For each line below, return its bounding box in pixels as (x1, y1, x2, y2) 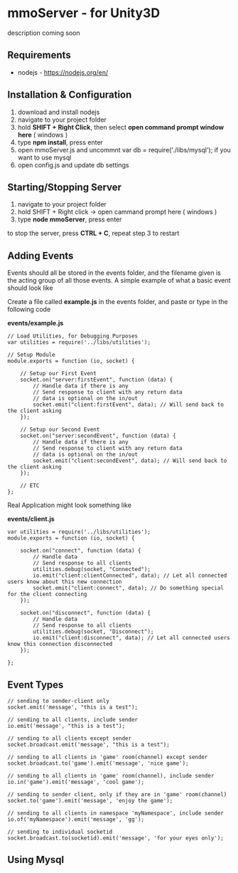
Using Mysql (7, 854, 65, 866)
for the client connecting (7, 591, 87, 598)
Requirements (7, 49, 71, 61)
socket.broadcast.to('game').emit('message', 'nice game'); (7, 760, 190, 767)
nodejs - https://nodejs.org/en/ (17, 68, 109, 76)
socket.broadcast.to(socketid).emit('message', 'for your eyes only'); (7, 835, 224, 842)
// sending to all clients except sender (7, 735, 132, 742)
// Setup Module (7, 351, 55, 359)
